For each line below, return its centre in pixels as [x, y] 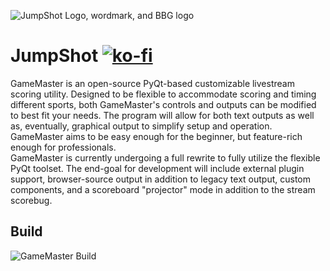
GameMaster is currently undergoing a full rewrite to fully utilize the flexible [165, 157]
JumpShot [54, 56]
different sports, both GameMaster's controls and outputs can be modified [163, 104]
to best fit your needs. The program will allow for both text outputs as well [162, 115]
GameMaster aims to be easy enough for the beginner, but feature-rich [156, 136]
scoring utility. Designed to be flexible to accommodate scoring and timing [163, 94]
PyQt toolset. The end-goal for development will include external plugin [157, 168]
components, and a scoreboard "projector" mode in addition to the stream [163, 189]
